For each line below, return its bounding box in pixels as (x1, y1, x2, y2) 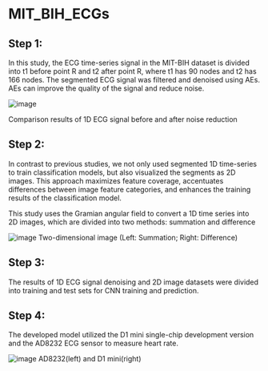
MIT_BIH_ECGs (8, 5, 110, 23)
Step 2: (8, 138, 46, 151)
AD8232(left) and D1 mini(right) (38, 354, 142, 364)
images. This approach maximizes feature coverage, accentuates (8, 175, 224, 185)
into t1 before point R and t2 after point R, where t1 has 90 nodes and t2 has (8, 67, 258, 76)
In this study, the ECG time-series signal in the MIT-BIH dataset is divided (8, 58, 250, 67)
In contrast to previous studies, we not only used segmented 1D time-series (8, 159, 258, 168)
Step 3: (8, 256, 46, 269)
